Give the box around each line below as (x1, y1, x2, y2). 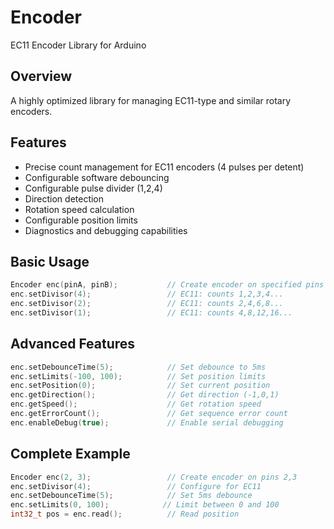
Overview (10, 68, 73, 85)
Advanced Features (10, 336, 136, 353)
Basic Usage (10, 253, 90, 270)
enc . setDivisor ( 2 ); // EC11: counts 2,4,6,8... (10, 299, 284, 309)
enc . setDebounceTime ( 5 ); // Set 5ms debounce (10, 491, 253, 501)
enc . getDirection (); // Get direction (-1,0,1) (10, 390, 280, 400)
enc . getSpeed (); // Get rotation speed (10, 399, 262, 410)
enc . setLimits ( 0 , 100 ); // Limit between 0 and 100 (10, 500, 280, 510)
